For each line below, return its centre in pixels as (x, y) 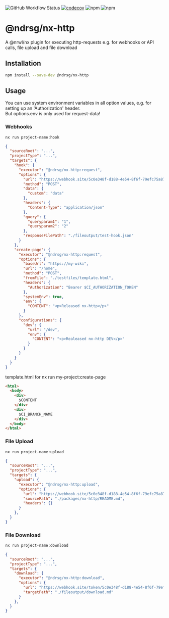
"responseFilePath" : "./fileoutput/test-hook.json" (79, 236)
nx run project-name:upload (35, 452)
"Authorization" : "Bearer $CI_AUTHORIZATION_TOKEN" (83, 287)
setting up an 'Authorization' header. (43, 108)
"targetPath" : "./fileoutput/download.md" (68, 592)
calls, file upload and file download (41, 47)
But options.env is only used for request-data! (53, 114)
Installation (23, 63)
